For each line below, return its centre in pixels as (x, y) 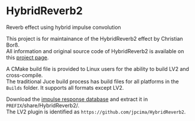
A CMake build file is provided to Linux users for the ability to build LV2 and (97, 68)
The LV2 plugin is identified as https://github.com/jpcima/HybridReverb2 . (96, 112)
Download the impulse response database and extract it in (77, 99)
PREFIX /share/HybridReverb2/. (43, 105)
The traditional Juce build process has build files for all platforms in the (92, 81)
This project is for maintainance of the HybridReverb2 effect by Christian (95, 38)
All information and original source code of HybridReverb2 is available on (95, 51)
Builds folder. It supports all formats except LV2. (65, 87)
